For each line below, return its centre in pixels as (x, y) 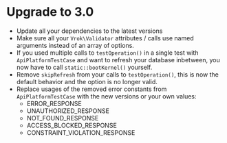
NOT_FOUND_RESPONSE (63, 118)
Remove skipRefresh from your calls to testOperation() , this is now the (118, 74)
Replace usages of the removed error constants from (91, 89)
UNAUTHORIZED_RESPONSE (68, 111)
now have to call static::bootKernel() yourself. (84, 67)
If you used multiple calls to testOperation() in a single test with (107, 53)
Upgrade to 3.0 (50, 12)
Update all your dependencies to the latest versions (89, 31)
